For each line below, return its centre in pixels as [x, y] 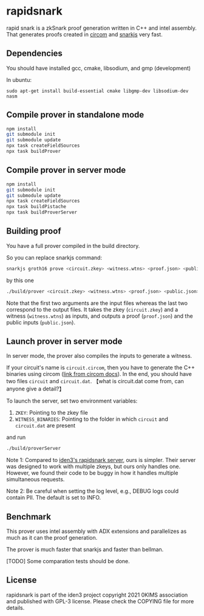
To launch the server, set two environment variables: [72, 401]
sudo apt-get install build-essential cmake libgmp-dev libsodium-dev [97, 91]
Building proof [34, 231]
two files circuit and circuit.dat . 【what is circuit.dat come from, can [95, 381]
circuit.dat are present [45, 426]
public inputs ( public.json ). [41, 322]
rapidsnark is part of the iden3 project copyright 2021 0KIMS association [97, 595]
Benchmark [29, 517]
